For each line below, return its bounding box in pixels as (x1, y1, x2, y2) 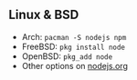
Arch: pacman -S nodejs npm (21, 31, 127, 42)
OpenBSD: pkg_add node (21, 50, 113, 62)
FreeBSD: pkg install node (21, 41, 125, 52)
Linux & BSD (8, 7, 79, 23)
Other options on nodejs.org (21, 60, 129, 71)
